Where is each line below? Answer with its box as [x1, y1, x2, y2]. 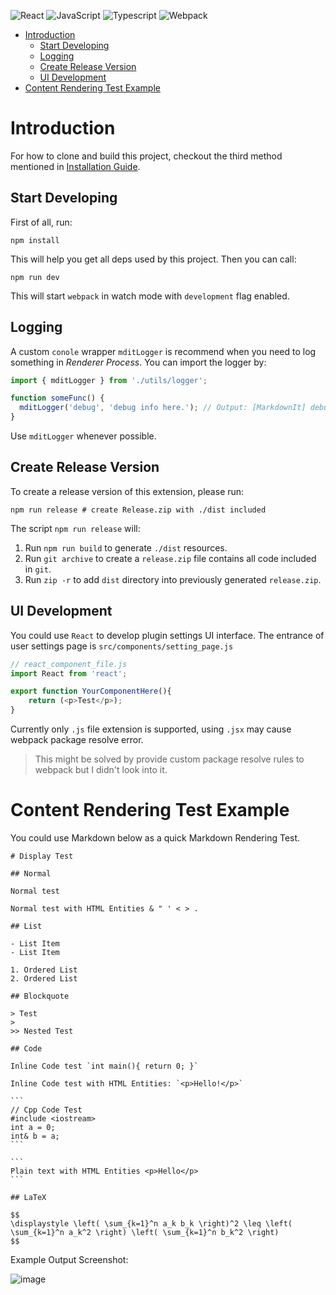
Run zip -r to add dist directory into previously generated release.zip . [24, 573, 322, 585]
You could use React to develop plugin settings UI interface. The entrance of [10, 629, 325, 641]
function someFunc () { [10, 393, 105, 404]
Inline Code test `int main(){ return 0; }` [10, 1061, 199, 1071]
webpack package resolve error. [10, 734, 144, 746]
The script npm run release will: [10, 522, 141, 534]
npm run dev [10, 272, 60, 282]
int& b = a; [10, 1131, 60, 1141]
